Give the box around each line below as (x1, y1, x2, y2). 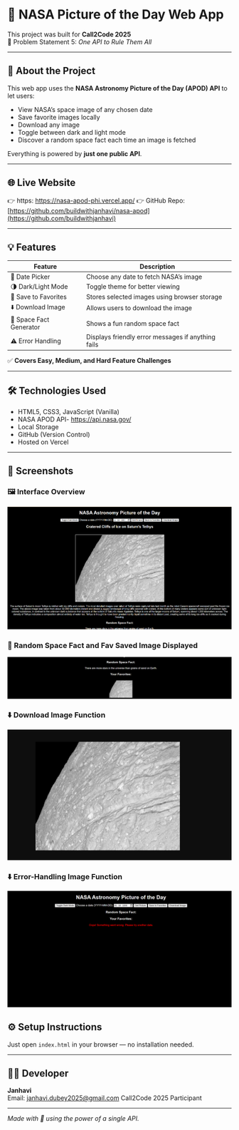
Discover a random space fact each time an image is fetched (17, 135, 196, 144)
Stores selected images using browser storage (86, 292, 223, 301)
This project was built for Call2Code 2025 (7, 30, 132, 38)
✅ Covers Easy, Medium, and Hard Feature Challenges (7, 356, 172, 364)
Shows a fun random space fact (86, 319, 180, 327)
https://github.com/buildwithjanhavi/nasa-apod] (9, 206, 151, 215)
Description (139, 262, 176, 270)
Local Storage (17, 422, 59, 431)
